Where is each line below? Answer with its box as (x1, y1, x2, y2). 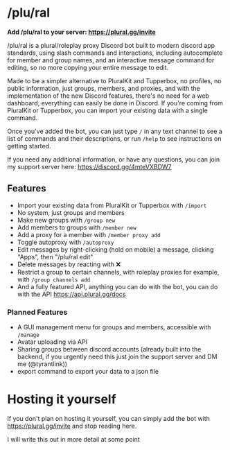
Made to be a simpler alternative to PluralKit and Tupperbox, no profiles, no (7, 76, 222, 85)
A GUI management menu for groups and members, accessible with (17, 323, 211, 331)
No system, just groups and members (17, 208, 125, 216)
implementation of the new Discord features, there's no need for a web (7, 92, 210, 100)
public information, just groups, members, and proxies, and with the (7, 84, 201, 92)
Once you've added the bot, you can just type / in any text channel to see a (7, 127, 223, 135)
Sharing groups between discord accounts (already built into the (17, 345, 202, 354)
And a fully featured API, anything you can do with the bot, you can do (17, 282, 218, 291)
